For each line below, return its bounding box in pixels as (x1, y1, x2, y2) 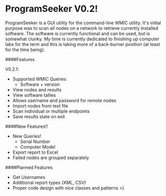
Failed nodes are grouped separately (12, 155, 89, 161)
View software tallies (12, 92, 57, 98)
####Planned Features (5, 164, 53, 170)
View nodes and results (12, 86, 62, 92)
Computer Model (20, 143, 56, 150)
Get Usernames (12, 174, 45, 180)
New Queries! (12, 133, 41, 139)
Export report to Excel (12, 149, 59, 155)
